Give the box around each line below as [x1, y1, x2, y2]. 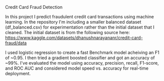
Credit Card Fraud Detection [5, 4, 63, 10]
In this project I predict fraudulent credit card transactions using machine [5, 14, 154, 19]
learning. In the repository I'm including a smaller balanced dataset [5, 19, 142, 25]
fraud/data [5, 40, 27, 46]
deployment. [5, 71, 31, 76]
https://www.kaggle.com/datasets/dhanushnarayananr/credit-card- [5, 35, 143, 40]
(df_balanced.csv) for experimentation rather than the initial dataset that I [5, 24, 155, 30]
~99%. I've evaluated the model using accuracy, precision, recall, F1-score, [5, 60, 159, 66]
